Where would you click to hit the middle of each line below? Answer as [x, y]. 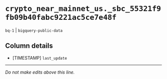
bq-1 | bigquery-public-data [34, 30]
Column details [29, 46]
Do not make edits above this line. [40, 72]
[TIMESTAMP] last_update [40, 58]
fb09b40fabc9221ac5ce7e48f [61, 18]
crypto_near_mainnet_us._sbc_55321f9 [83, 9]
